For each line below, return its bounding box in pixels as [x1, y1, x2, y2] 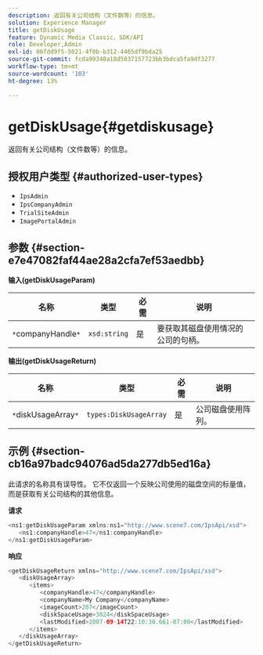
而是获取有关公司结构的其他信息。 [8, 489, 118, 498]
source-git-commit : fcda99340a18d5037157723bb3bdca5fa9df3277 [8, 56, 215, 64]
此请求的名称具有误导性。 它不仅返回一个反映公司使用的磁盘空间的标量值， [8, 479, 250, 489]
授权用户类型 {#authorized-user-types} [8, 169, 204, 183]
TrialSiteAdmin [19, 209, 70, 217]
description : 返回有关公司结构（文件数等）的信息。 [8, 11, 159, 20]
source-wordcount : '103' [8, 70, 89, 78]
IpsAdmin [19, 193, 49, 201]
